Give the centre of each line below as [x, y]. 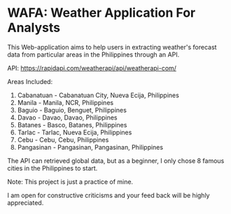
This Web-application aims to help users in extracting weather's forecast [112, 47]
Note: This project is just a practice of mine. [70, 181]
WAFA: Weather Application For [101, 13]
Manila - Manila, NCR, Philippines [65, 102]
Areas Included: [30, 81]
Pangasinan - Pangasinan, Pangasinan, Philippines [90, 147]
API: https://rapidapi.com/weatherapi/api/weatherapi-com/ [92, 68]
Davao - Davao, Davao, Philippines [67, 117]
